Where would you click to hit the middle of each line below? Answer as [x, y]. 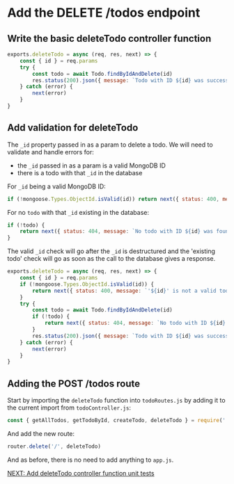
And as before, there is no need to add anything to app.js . [91, 460]
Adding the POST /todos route [74, 384]
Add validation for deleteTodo [73, 128]
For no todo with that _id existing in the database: [78, 212]
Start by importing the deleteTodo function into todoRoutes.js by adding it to [116, 401]
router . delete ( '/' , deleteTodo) [54, 446]
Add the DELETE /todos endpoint [104, 13]
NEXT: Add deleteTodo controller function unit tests [81, 473]
